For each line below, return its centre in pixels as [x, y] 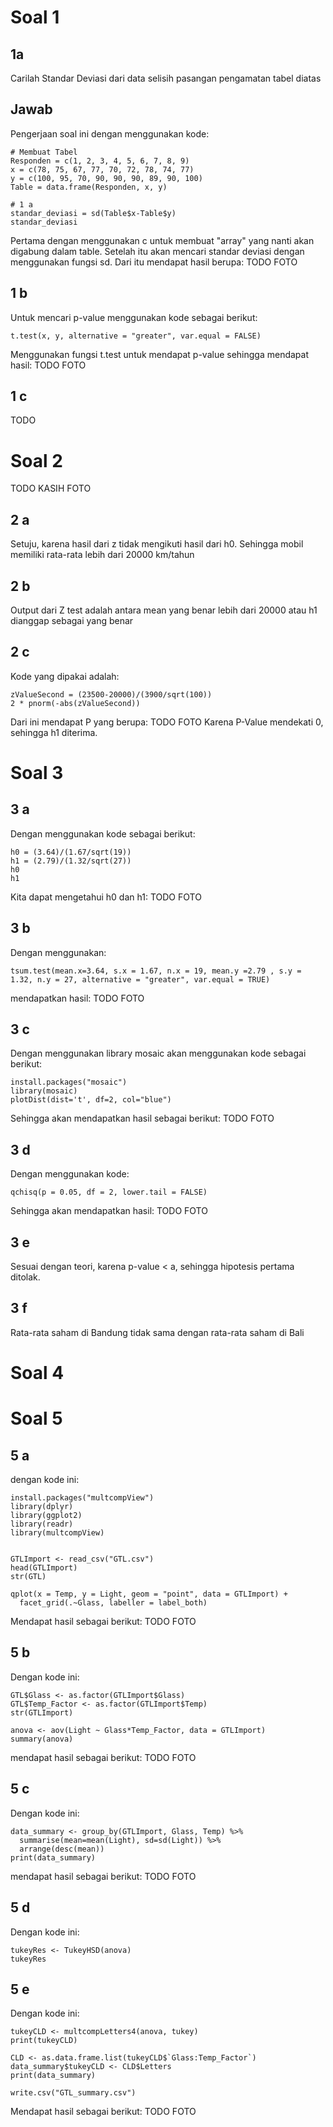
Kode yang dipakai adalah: [65, 676]
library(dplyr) [42, 1507]
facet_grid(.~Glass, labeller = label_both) [113, 1603]
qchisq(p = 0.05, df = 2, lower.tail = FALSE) [109, 1192]
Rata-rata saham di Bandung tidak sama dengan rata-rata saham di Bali [157, 1332]
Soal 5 [36, 1418]
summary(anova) [42, 1739]
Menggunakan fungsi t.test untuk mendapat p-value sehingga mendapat [160, 354]
